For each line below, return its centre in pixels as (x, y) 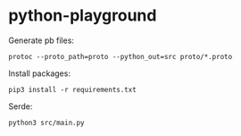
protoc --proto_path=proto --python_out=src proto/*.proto (120, 56)
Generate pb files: (42, 40)
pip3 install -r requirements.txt (73, 89)
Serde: (21, 106)
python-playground (83, 16)
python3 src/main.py (47, 123)
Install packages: (39, 73)
